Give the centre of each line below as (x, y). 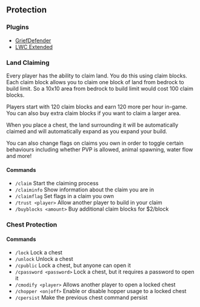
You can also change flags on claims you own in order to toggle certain (95, 143)
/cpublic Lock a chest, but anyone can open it (73, 265)
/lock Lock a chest (38, 253)
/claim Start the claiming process (57, 183)
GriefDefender (33, 40)
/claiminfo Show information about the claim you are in (85, 190)
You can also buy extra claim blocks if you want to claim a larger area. (94, 113)
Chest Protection (32, 225)
